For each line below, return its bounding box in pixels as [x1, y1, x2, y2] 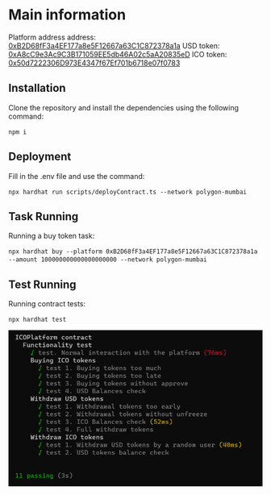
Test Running [8, 277, 77, 291]
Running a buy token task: [8, 231, 95, 241]
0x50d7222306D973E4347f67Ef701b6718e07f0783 [8, 58, 181, 68]
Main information [8, 6, 127, 24]
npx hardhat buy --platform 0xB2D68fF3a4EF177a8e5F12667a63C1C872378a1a [8, 247, 258, 256]
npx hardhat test [8, 316, 67, 324]
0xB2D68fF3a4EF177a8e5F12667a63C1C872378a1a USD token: [8, 40, 220, 50]
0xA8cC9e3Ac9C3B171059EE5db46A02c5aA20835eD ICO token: [8, 49, 227, 59]
